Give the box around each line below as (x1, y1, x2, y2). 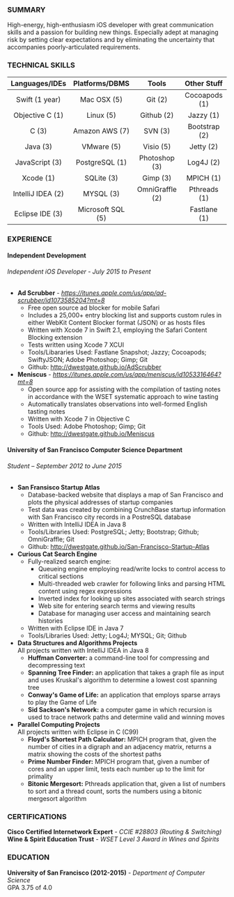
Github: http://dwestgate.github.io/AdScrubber (27, 363, 162, 371)
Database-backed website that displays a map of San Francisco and (27, 490, 224, 499)
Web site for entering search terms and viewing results (38, 602, 196, 610)
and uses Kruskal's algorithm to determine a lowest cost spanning (27, 676, 217, 684)
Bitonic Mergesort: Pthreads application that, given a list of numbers (27, 780, 226, 788)
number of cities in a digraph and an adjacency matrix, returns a (27, 743, 212, 751)
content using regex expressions (38, 587, 132, 596)
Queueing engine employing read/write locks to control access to (38, 565, 226, 573)
